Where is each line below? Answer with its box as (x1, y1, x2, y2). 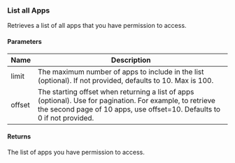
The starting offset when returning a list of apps (37, 86, 194, 96)
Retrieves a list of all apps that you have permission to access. (7, 22, 187, 30)
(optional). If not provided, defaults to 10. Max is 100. (37, 75, 214, 85)
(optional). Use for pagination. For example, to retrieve (37, 95, 215, 105)
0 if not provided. (37, 113, 94, 123)
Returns (7, 132, 31, 141)
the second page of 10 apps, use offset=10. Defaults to (37, 104, 221, 114)
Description (111, 55, 152, 65)
